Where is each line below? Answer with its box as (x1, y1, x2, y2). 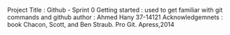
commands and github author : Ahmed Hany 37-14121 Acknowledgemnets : (7, 13, 223, 21)
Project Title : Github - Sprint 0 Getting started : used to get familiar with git (7, 6, 223, 14)
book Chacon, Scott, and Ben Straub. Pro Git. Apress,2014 (7, 21, 175, 28)
